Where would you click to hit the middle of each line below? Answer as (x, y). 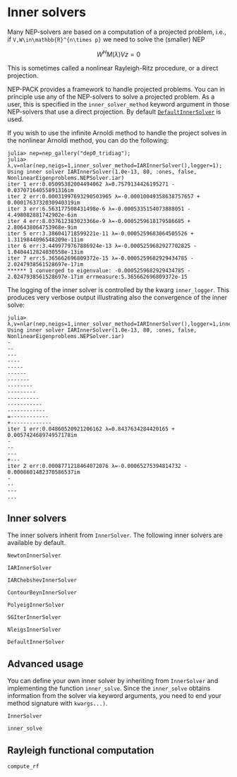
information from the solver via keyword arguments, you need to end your (115, 696)
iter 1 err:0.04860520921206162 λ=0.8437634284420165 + (91, 429)
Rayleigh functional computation (81, 750)
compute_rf (23, 766)
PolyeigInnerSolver (36, 605)
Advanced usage (45, 664)
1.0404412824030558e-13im (45, 252)
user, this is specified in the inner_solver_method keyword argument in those (119, 104)
